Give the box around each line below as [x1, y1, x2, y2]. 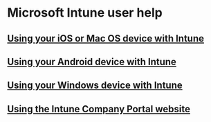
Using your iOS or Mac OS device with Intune [7, 33, 205, 44]
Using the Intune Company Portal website [7, 103, 190, 115]
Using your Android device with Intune [7, 55, 176, 67]
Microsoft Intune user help [7, 5, 163, 21]
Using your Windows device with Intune [7, 80, 183, 91]
